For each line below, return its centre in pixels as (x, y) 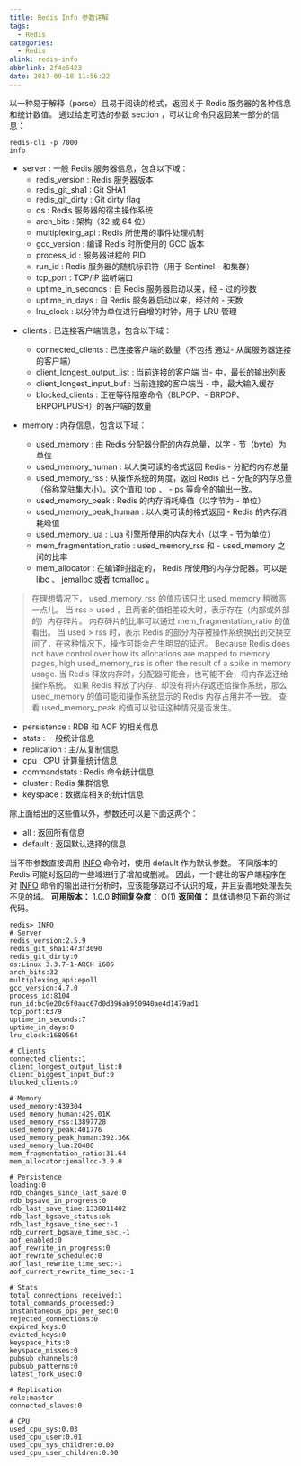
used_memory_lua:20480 (52, 1145)
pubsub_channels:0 (44, 1358)
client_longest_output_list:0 (66, 1067)
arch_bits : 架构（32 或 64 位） (93, 221)
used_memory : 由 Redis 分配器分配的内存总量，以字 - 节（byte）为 (161, 444)
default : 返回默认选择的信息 (74, 844)
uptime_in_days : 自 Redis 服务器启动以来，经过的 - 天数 (139, 300)
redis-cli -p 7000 (44, 142)
